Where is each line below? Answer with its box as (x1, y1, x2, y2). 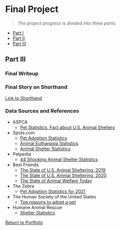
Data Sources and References (5, 107, 79, 114)
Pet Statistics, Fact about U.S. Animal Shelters (20, 124, 115, 130)
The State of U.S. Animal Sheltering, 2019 (20, 167, 106, 173)
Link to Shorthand (5, 95, 42, 101)
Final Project (5, 4, 59, 15)
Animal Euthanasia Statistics (20, 140, 79, 146)
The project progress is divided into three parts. (17, 20, 116, 26)
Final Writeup (5, 70, 39, 77)
